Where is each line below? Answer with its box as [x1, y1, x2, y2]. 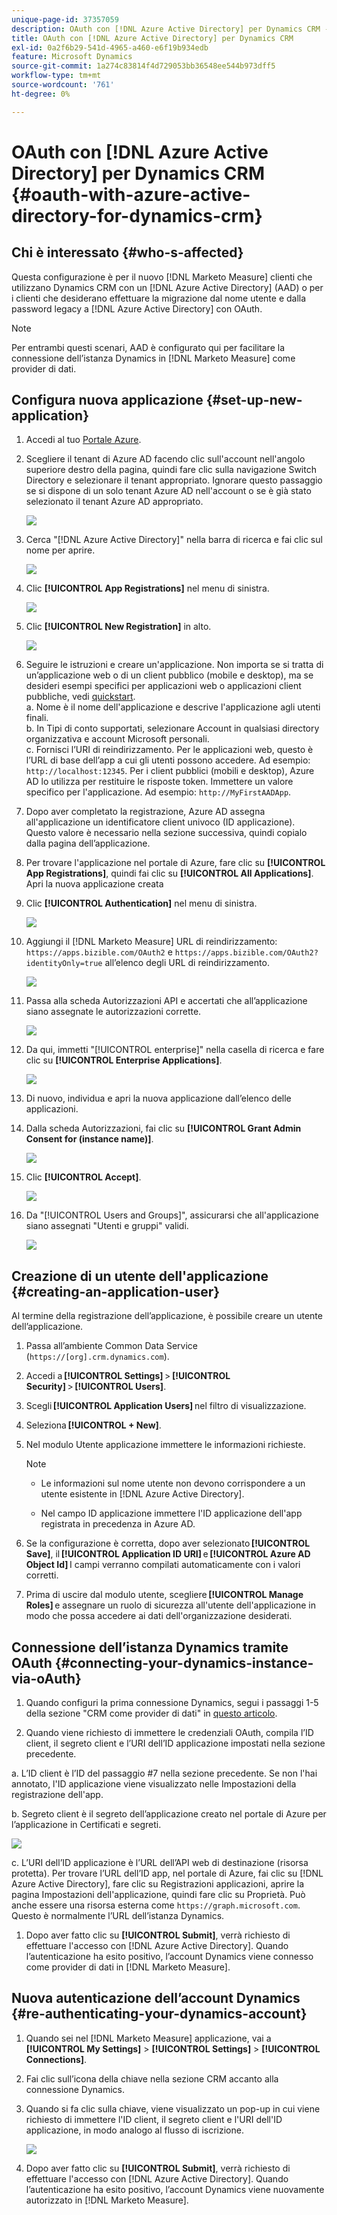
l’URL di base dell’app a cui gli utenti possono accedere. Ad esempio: [25, 754, 311, 766]
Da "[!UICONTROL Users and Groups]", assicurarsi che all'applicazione [25, 1209, 319, 1221]
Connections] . [25, 2053, 88, 2065]
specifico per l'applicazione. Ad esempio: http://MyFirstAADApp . [25, 786, 292, 798]
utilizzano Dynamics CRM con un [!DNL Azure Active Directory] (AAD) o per [11, 281, 324, 293]
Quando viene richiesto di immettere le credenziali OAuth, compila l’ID [25, 1727, 314, 1739]
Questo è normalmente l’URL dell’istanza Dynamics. [11, 1910, 225, 1922]
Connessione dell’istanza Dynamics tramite [11, 1639, 289, 1656]
